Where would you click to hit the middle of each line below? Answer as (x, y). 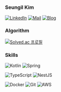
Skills (12, 55)
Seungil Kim (20, 7)
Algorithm (17, 31)
